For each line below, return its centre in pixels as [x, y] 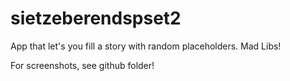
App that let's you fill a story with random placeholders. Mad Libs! [146, 46]
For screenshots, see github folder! [82, 65]
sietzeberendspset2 [96, 18]
